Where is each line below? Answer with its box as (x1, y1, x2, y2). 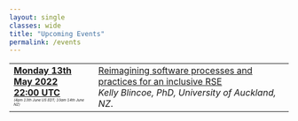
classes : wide (9, 21, 62, 30)
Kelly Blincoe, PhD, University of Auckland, (98, 87, 277, 99)
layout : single (9, 12, 66, 22)
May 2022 (13, 76, 59, 88)
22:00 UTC (13, 87, 60, 99)
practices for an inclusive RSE (98, 76, 223, 88)
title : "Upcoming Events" (9, 29, 105, 38)
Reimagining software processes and (98, 64, 253, 77)
